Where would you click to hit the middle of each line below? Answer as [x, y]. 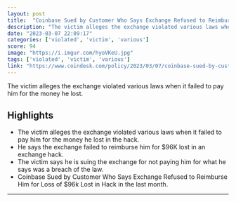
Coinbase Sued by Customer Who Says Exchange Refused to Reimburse [123, 177]
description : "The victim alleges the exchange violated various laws [113, 27]
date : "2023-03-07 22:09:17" [50, 33]
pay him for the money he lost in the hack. [78, 140]
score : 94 [22, 46]
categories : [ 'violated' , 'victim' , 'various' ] [78, 40]
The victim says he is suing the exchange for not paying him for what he [122, 162]
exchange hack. [40, 154]
